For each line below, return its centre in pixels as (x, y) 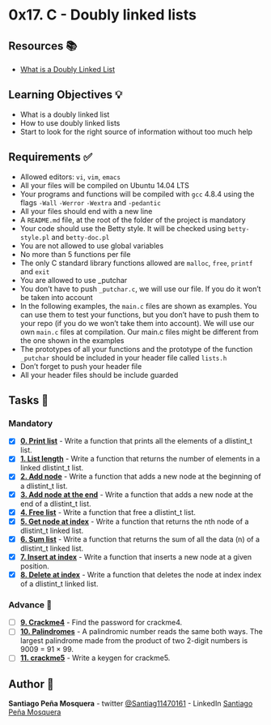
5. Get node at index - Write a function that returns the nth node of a (134, 521)
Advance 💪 (30, 604)
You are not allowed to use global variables (92, 246)
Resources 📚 (43, 46)
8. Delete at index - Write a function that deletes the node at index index (141, 574)
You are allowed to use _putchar (74, 280)
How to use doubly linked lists (70, 122)
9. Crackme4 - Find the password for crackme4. (101, 623)
